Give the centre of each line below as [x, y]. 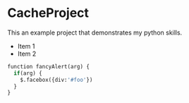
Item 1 [26, 46]
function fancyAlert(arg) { [49, 66]
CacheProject [48, 13]
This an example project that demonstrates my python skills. [95, 32]
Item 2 [27, 54]
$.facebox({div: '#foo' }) [56, 80]
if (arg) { [28, 73]
